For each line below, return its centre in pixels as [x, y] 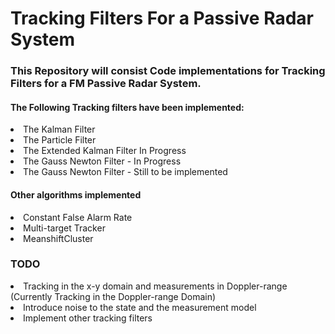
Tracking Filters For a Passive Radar [162, 18]
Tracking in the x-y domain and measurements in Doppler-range [155, 286]
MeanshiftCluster [58, 238]
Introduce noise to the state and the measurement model [140, 307]
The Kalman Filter [59, 129]
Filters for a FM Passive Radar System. [106, 84]
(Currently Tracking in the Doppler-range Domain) [113, 296]
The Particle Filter [60, 140]
